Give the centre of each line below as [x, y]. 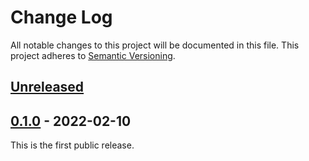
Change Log [61, 17]
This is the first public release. [72, 145]
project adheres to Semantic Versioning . [93, 55]
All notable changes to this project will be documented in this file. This [155, 45]
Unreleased [47, 87]
